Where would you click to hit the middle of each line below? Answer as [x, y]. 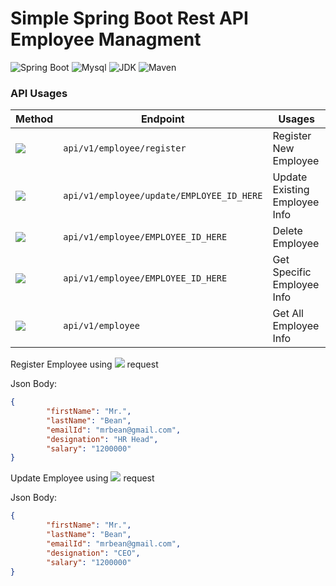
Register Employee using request [84, 364]
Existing [291, 190]
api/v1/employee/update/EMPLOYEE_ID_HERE [163, 196]
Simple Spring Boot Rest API [129, 18]
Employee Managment [106, 39]
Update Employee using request [82, 478]
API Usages [39, 93]
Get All [288, 314]
